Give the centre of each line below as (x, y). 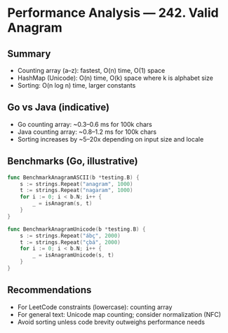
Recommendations (49, 290)
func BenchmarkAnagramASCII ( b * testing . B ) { (73, 177)
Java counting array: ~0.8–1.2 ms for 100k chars (87, 132)
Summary (29, 54)
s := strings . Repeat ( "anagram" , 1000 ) (76, 184)
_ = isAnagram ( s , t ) (62, 204)
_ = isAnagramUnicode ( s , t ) (73, 255)
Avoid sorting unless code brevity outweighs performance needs (111, 322)
